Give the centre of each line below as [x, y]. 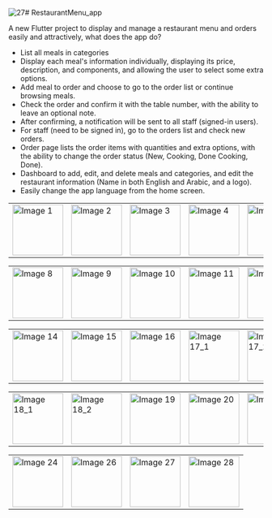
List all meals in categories [64, 52]
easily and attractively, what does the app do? [85, 37]
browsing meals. [47, 96]
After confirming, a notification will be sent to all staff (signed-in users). [139, 121]
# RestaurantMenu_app [64, 13]
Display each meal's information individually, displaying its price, [128, 61]
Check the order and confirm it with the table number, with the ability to [139, 104]
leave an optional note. [58, 113]
